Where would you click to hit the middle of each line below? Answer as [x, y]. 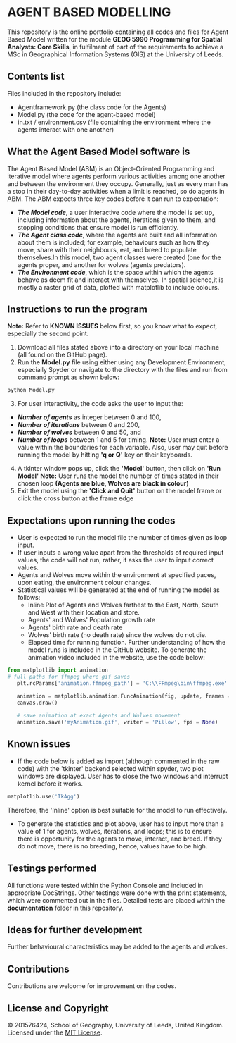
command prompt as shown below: [68, 377]
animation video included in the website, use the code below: [117, 658]
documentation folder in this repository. [65, 908]
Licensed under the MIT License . [55, 1032]
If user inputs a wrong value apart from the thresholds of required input [120, 553]
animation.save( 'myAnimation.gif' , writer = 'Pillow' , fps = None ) [117, 722]
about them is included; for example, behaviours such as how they [113, 242]
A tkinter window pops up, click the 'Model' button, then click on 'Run [119, 469]
